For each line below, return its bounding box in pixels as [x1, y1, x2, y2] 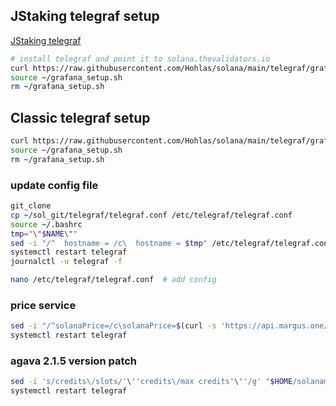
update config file [10, 178, 99, 192]
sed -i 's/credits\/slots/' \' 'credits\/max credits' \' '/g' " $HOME [10, 377, 293, 387]
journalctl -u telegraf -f [10, 257, 123, 267]
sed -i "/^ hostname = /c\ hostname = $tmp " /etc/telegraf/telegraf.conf [10, 238, 333, 248]
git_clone [10, 201, 52, 211]
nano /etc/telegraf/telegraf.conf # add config [10, 275, 217, 285]
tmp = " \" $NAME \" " [10, 229, 78, 239]
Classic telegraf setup [10, 109, 151, 126]
